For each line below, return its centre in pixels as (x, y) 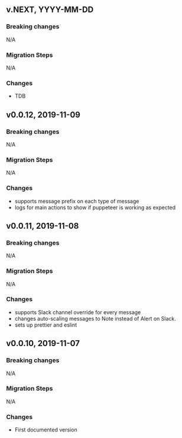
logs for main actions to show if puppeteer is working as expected (95, 207)
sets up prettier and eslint (46, 325)
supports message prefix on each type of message (77, 201)
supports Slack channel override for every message (78, 312)
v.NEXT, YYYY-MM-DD (50, 10)
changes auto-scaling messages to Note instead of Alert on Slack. (95, 318)
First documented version (46, 430)
